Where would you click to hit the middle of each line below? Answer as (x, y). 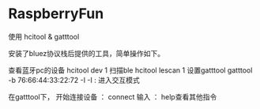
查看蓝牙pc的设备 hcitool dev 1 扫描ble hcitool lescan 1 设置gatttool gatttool (130, 70)
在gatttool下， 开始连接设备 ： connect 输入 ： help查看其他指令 (113, 96)
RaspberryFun (56, 14)
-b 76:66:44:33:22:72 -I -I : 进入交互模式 (74, 80)
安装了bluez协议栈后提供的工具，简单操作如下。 (86, 53)
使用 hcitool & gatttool (44, 36)
